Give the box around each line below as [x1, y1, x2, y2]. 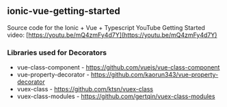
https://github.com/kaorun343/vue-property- [91, 71, 219, 79]
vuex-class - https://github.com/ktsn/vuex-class [16, 85, 154, 93]
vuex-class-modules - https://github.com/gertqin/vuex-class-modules [16, 92, 215, 101]
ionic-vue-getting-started [7, 5, 121, 17]
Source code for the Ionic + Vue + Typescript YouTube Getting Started [7, 23, 205, 31]
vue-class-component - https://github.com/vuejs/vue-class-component [16, 63, 220, 72]
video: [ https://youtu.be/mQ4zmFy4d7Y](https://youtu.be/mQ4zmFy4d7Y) [7, 31, 217, 39]
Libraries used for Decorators [7, 48, 107, 57]
